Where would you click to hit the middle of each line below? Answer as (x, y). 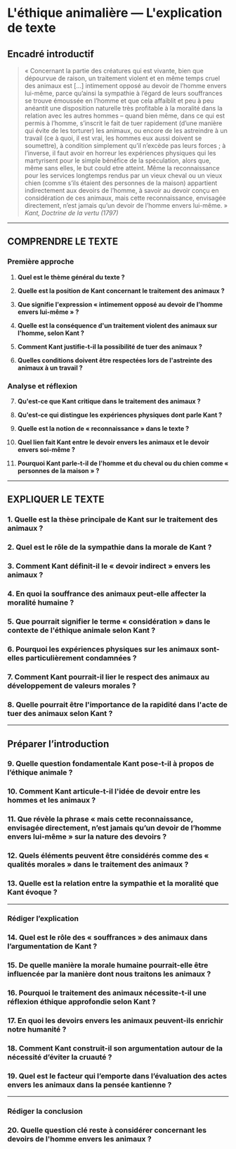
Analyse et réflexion (42, 386)
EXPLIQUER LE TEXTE (56, 500)
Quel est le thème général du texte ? (71, 277)
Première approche (41, 262)
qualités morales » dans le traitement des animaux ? (98, 865)
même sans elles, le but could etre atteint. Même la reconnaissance (122, 168)
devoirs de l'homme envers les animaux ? (80, 1139)
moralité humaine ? (41, 603)
